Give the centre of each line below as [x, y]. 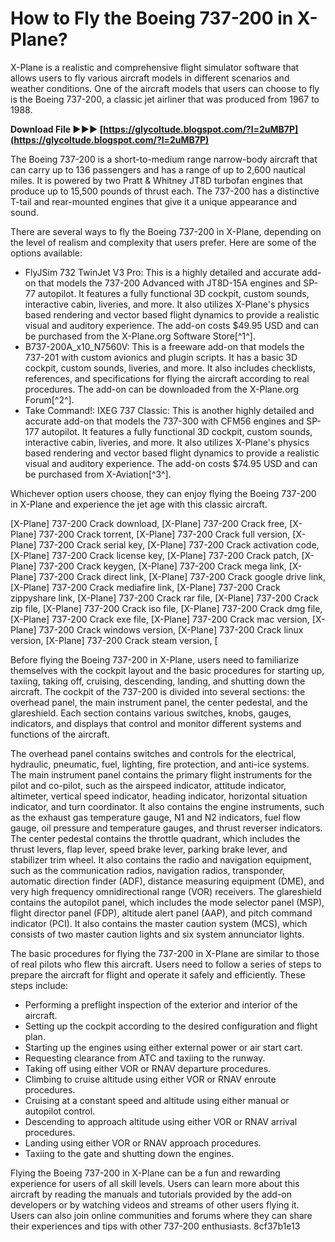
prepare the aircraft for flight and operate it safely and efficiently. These [158, 974]
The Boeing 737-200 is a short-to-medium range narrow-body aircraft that [164, 159]
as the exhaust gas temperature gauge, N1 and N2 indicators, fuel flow [155, 817]
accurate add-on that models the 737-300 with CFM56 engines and [164, 421]
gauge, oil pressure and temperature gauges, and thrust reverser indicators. [166, 828]
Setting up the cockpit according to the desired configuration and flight [171, 1026]
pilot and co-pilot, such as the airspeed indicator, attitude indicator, [148, 785]
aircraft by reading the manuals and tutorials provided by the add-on [151, 1194]
